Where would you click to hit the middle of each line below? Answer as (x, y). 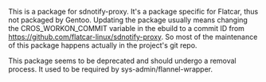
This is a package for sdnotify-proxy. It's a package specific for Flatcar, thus (133, 12)
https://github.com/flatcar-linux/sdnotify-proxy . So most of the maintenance (133, 37)
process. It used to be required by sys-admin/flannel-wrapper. (111, 69)
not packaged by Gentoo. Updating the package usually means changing (128, 20)
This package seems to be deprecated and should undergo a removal (122, 61)
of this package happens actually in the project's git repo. (103, 45)
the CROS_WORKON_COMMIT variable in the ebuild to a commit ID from (127, 28)
